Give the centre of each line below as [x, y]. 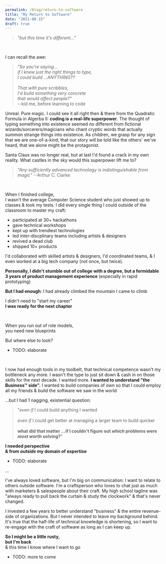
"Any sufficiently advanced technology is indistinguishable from [83, 170]
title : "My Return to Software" [38, 14]
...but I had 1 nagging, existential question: [48, 400]
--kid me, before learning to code [51, 104]
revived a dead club [32, 241]
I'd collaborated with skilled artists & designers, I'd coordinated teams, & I [80, 256]
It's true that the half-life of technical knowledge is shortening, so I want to [81, 522]
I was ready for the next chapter [39, 306]
